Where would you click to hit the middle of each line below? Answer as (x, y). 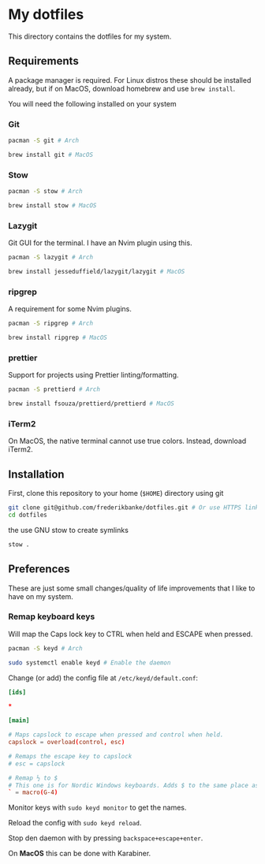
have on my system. (41, 596)
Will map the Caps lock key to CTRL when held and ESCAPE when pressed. (131, 634)
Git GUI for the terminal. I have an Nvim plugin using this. (100, 243)
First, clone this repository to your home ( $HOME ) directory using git (116, 493)
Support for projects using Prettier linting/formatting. (93, 375)
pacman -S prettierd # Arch (54, 389)
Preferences (39, 569)
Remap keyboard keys (52, 616)
